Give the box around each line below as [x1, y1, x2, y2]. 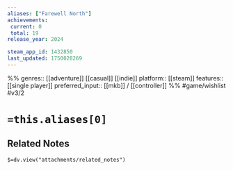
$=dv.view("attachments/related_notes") [7, 156, 127, 163]
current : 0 [10, 23, 42, 30]
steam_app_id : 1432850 [7, 49, 73, 56]
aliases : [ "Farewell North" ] [7, 10, 92, 17]
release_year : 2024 [7, 36, 64, 43]
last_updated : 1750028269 [7, 55, 82, 62]
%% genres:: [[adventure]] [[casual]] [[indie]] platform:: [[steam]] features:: [7, 74, 224, 82]
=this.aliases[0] [7, 113, 108, 126]
